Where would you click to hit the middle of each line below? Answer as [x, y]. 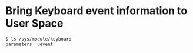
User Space [34, 23]
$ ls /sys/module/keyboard [39, 39]
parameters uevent [29, 44]
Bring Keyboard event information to [96, 11]
